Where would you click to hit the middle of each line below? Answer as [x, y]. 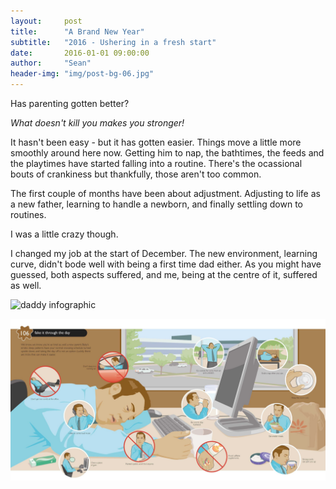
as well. [26, 285]
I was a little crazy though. [64, 234]
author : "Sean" [51, 63]
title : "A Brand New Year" [77, 31]
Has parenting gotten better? [70, 103]
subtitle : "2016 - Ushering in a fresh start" [113, 42]
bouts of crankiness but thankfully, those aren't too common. [136, 174]
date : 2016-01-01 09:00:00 [80, 53]
